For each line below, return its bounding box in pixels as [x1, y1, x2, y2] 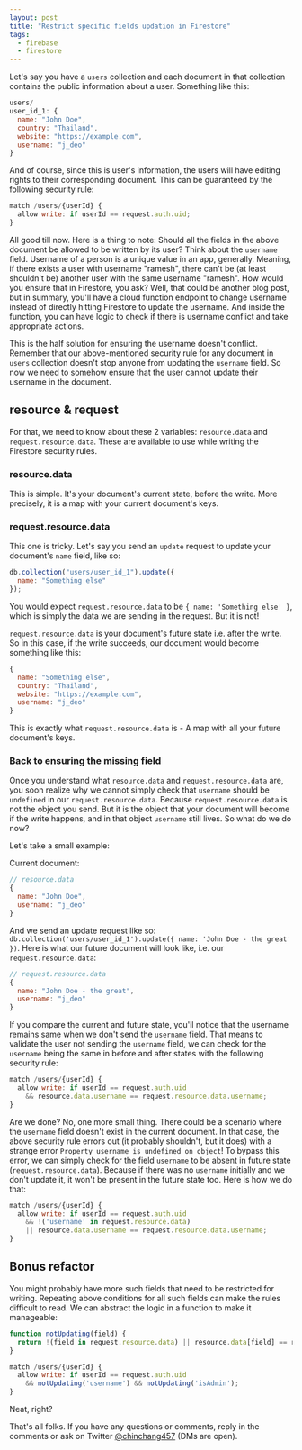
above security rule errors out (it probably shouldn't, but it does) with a [9, 1136, 272, 1146]
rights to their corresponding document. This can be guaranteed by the [9, 175, 273, 186]
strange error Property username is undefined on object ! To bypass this [9, 1145, 280, 1155]
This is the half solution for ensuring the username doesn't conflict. [9, 338, 258, 349]
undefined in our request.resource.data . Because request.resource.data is [9, 794, 288, 805]
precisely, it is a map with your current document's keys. [9, 497, 218, 509]
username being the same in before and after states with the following [9, 1048, 264, 1059]
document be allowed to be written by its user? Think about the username [9, 244, 278, 255]
